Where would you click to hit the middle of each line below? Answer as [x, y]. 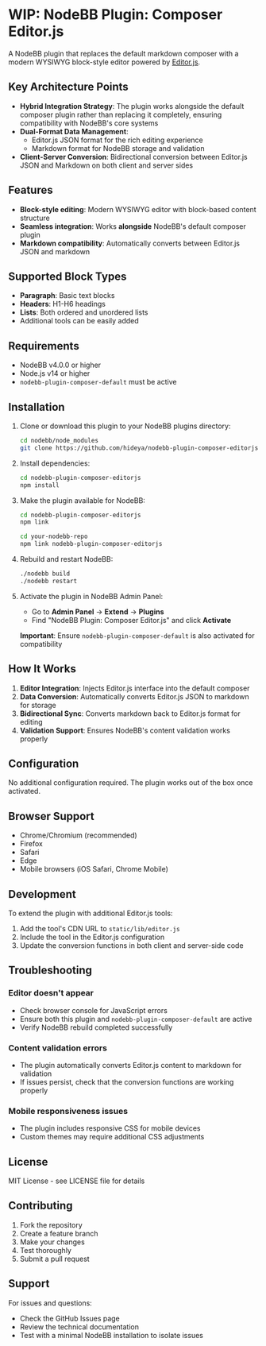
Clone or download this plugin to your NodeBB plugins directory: [125, 426]
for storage [38, 705]
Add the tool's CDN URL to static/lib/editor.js [100, 928]
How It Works [42, 669]
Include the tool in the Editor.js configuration [92, 937]
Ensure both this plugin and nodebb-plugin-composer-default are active [136, 1019]
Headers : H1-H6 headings [62, 304]
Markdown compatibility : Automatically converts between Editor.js [130, 243]
